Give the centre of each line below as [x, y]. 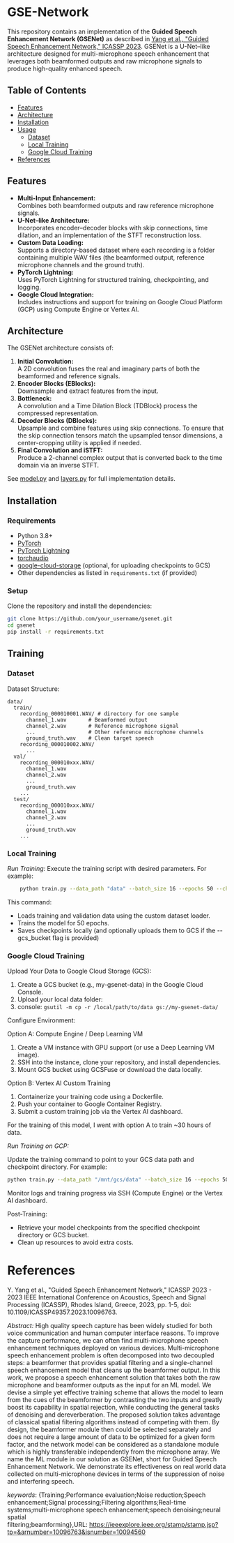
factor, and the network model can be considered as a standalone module [113, 1444]
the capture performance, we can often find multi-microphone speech [108, 1340]
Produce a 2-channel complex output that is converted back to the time [120, 458]
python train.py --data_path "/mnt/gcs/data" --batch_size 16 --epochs [113, 1180]
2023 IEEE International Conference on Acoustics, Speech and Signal [107, 1297]
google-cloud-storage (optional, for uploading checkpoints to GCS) [114, 565]
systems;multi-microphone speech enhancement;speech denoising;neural [114, 1510]
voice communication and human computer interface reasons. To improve [113, 1333]
